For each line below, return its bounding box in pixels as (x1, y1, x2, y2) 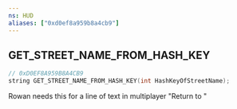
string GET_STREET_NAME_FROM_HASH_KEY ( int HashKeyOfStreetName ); (8, 77, 230, 85)
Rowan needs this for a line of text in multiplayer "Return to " (8, 91, 207, 101)
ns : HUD (8, 11, 34, 20)
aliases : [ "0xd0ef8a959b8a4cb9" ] (8, 19, 120, 27)
